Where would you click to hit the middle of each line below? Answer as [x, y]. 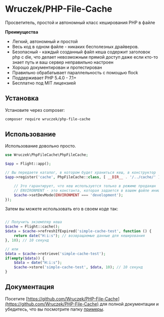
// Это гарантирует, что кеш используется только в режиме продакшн [85, 186]
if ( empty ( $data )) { [25, 258]
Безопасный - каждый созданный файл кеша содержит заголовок [81, 52]
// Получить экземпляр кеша [34, 222]
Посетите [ [16, 298]
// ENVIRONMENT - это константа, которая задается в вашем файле [82, 190]
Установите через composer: [35, 110]
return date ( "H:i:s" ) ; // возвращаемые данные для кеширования [80, 236]
